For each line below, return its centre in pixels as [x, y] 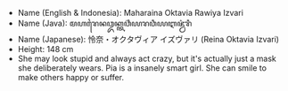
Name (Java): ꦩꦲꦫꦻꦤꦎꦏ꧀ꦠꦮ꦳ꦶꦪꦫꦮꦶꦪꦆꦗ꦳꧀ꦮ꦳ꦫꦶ [105, 23]
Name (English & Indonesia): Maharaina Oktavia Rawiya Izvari [130, 13]
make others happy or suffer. [71, 77]
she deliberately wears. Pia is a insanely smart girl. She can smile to [142, 68]
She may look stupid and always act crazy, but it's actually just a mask [147, 58]
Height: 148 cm [45, 49]
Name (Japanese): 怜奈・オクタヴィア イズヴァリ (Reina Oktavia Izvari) [148, 39]
